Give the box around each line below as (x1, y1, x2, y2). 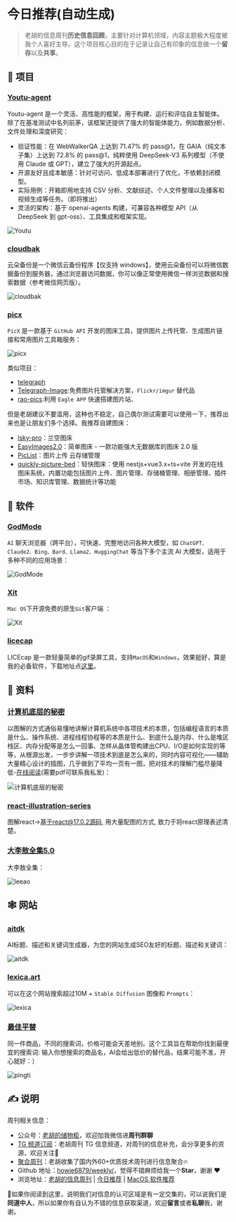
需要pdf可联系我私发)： (43, 768, 111, 777)
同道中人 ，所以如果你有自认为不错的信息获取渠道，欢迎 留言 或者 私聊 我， (7, 1198, 216, 1207)
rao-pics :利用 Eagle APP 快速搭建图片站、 (17, 395, 138, 404)
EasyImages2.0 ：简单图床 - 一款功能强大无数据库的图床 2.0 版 (17, 442, 198, 451)
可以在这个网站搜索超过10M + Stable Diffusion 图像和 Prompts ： (7, 989, 195, 997)
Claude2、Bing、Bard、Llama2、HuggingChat (7, 548, 129, 556)
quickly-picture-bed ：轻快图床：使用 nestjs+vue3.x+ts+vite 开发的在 (17, 460, 218, 468)
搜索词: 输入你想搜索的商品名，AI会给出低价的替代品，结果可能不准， (19, 1048, 220, 1057)
